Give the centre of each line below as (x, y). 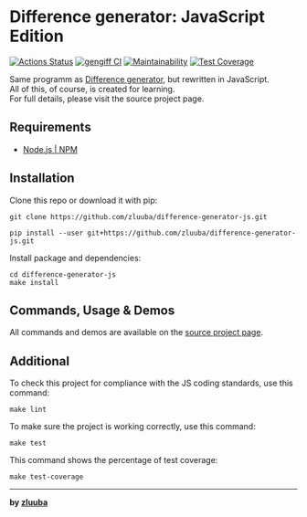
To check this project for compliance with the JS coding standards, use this (152, 383)
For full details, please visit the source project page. (107, 99)
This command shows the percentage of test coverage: (114, 460)
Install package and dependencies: (75, 258)
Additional (40, 361)
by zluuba (29, 502)
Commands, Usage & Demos (92, 310)
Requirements (50, 127)
